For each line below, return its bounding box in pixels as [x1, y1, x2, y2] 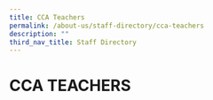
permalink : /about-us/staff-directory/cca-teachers [9, 21, 204, 30]
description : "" [9, 29, 69, 38]
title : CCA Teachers [9, 12, 86, 22]
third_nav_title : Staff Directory [9, 37, 138, 47]
